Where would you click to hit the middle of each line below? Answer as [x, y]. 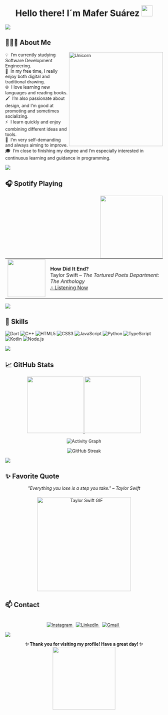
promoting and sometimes [32, 111]
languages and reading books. [36, 92]
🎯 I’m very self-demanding [33, 139]
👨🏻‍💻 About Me [28, 43]
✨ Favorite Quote [32, 476]
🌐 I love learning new [28, 87]
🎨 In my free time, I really [31, 71]
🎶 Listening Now [69, 288]
